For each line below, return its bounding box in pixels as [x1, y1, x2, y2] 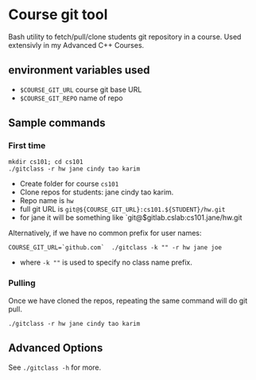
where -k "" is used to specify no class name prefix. [19, 257, 192, 268]
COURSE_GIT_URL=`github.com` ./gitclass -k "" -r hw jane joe [8, 244, 223, 252]
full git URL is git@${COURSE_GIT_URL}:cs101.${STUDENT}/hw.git [19, 205, 226, 214]
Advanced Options [8, 341, 103, 355]
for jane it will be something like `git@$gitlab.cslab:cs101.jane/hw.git [19, 213, 242, 222]
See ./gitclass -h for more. [8, 362, 102, 372]
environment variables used [8, 64, 150, 77]
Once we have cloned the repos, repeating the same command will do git [8, 296, 248, 305]
